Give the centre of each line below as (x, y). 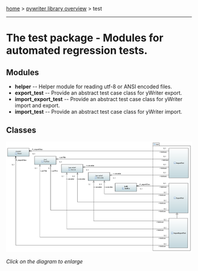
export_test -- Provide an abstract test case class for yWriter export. (98, 93)
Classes (21, 130)
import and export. (37, 105)
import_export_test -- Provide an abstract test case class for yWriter (98, 99)
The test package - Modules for (85, 38)
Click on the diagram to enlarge (44, 262)
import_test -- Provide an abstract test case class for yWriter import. (98, 112)
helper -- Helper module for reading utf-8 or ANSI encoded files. (93, 86)
